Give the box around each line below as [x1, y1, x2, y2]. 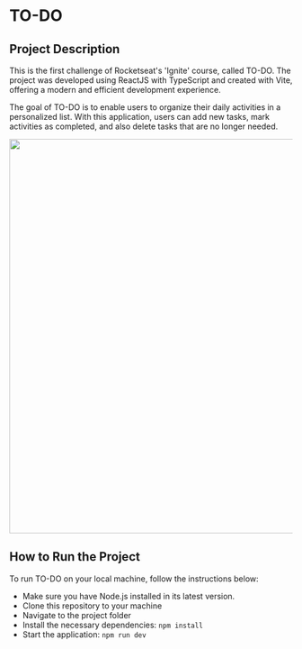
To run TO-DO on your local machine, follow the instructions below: [9, 573, 259, 584]
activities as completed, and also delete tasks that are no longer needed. [9, 121, 279, 132]
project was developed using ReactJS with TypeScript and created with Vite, [9, 75, 293, 86]
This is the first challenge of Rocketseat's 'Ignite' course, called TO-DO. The [9, 65, 291, 76]
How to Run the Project [9, 549, 141, 564]
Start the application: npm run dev [22, 628, 147, 640]
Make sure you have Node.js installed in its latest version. [22, 590, 235, 601]
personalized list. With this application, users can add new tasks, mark [9, 112, 270, 122]
